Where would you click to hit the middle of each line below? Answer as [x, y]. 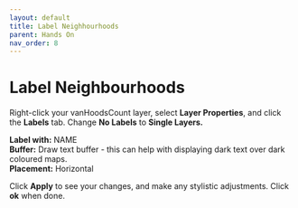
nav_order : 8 [34, 43]
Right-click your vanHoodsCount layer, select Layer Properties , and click [145, 113]
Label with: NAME [43, 140]
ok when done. [37, 196]
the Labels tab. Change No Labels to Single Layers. [106, 122]
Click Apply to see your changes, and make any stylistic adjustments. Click [149, 186]
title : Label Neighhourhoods [64, 26]
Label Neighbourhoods [97, 88]
